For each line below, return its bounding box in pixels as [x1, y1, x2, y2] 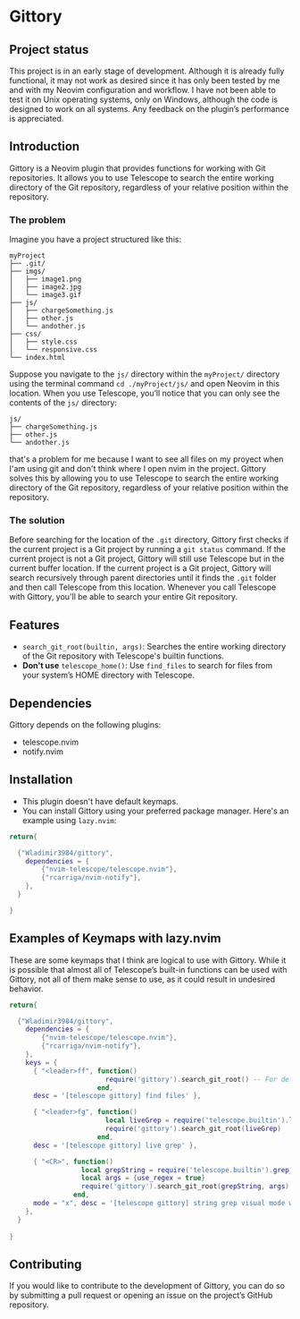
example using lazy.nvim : [21, 814, 117, 825]
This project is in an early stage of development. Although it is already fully [9, 65, 285, 76]
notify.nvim [21, 746, 64, 757]
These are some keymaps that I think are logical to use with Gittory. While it [9, 955, 287, 966]
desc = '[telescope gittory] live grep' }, [32, 1141, 198, 1150]
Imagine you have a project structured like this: [9, 234, 181, 245]
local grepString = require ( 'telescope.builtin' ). [80, 1165, 274, 1174]
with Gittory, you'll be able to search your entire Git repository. [9, 591, 238, 602]
